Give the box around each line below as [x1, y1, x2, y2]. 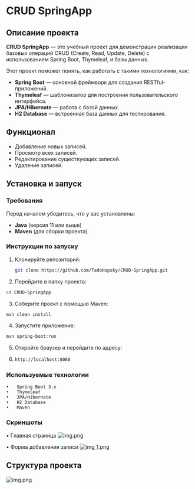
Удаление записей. [14, 161, 63, 169]
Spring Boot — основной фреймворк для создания [14, 79, 143, 86]
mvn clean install [6, 311, 51, 317]
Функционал [6, 127, 56, 137]
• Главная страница [6, 432, 57, 439]
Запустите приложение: [14, 322, 75, 329]
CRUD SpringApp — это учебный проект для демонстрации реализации [6, 43, 188, 50]
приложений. [14, 85, 48, 92]
